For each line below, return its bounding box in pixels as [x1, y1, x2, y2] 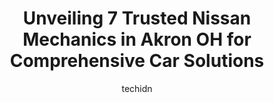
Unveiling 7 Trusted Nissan [22, 7, 252, 30]
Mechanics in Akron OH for [22, 28, 252, 51]
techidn [121, 82, 153, 94]
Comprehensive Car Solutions [9, 50, 265, 72]
